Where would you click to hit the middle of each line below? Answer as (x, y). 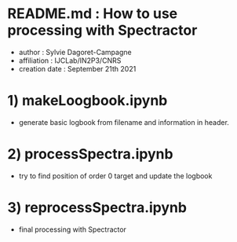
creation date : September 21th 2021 (77, 68)
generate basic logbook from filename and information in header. (124, 122)
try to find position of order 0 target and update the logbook (115, 176)
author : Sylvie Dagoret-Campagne (75, 52)
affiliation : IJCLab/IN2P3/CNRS (70, 60)
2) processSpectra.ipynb (90, 154)
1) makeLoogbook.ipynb (88, 101)
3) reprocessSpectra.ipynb (97, 207)
